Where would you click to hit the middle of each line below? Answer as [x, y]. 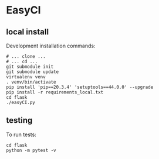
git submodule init [30, 67]
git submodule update [33, 72]
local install [27, 32]
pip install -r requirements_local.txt [55, 92]
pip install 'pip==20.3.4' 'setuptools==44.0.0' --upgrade [80, 87]
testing [19, 120]
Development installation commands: [51, 46]
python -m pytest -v [31, 150]
